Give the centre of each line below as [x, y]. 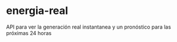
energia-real [37, 11]
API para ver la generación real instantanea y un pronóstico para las [88, 27]
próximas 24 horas [29, 33]
